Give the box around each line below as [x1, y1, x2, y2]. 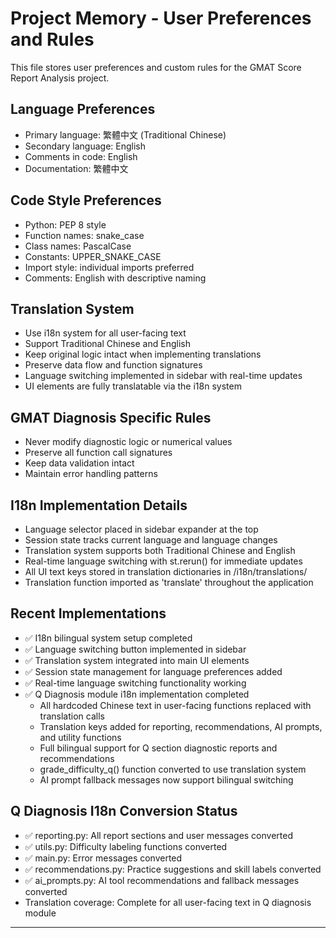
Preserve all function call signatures [24, 447, 173, 459]
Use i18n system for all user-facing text [24, 327, 187, 339]
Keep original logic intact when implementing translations [24, 348, 262, 361]
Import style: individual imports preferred [24, 261, 195, 273]
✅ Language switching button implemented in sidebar [24, 643, 247, 655]
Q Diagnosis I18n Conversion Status [10, 803, 238, 820]
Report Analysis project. [10, 72, 110, 84]
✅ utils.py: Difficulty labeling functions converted [24, 840, 228, 852]
